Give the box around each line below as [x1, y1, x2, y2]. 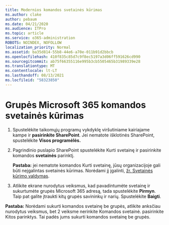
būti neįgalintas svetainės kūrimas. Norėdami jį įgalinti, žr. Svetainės [12, 167, 153, 174]
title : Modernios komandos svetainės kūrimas [5, 7, 102, 13]
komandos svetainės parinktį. [12, 152, 74, 159]
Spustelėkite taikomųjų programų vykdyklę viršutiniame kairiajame [12, 126, 150, 132]
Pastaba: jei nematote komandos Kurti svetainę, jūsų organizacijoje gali [12, 162, 161, 168]
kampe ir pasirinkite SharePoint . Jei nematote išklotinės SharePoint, [12, 132, 155, 138]
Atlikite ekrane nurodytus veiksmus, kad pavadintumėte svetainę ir [12, 182, 150, 189]
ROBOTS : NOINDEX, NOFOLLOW [5, 40, 62, 45]
